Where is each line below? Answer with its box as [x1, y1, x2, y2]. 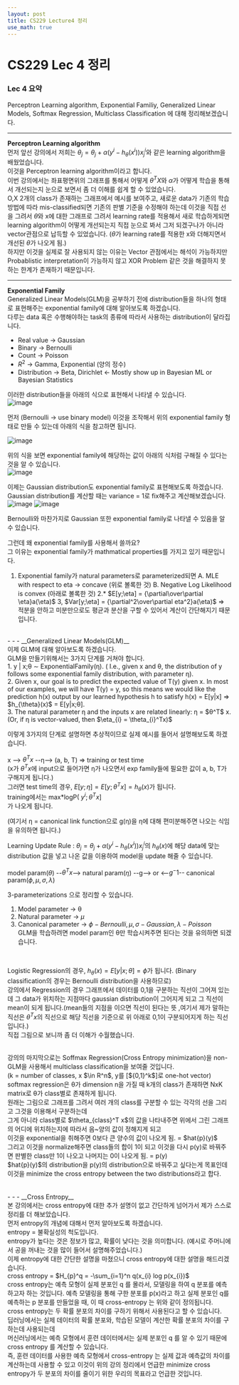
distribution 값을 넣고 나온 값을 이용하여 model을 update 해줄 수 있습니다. [7, 851, 213, 860]
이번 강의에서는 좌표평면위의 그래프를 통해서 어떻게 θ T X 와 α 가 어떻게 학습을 [7, 175, 217, 184]
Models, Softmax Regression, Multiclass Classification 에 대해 [7, 109, 187, 118]
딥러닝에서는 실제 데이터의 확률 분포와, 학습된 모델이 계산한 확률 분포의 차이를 [7, 1315, 222, 1324]
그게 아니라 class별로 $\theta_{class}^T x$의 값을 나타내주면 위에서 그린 [7, 1115, 211, 1124]
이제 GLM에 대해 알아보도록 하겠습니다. [7, 645, 116, 653]
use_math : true [7, 24, 53, 31]
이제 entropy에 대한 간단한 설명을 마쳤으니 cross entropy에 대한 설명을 [7, 1254, 205, 1263]
